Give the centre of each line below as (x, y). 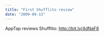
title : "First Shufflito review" (40, 10)
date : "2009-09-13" (25, 14)
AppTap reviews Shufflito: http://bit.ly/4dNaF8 (52, 28)
